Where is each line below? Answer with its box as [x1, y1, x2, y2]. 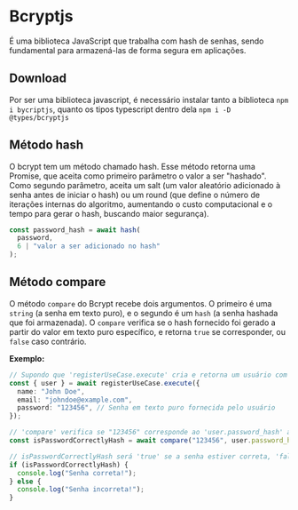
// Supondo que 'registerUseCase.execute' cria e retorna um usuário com [9, 371, 288, 379]
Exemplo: [9, 353, 45, 363]
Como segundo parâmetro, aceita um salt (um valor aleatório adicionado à [9, 179, 281, 190]
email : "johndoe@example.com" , [17, 395, 133, 404]
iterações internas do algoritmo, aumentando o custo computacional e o [9, 198, 273, 210]
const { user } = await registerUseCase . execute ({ [9, 379, 200, 387]
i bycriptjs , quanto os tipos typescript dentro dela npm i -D [9, 104, 231, 115]
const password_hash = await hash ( [9, 225, 141, 235]
